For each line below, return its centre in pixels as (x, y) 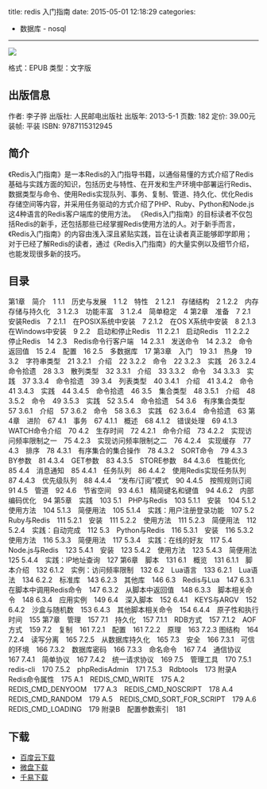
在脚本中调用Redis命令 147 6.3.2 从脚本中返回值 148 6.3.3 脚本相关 (127, 590)
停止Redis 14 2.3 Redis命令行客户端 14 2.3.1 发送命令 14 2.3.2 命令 (130, 341)
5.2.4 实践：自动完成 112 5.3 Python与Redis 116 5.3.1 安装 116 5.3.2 (131, 531)
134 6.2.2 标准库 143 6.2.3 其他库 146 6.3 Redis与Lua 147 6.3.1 (138, 580)
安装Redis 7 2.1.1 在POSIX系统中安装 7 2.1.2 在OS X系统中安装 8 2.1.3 (132, 321)
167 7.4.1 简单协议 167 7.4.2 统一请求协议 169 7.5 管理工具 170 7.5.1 (130, 659)
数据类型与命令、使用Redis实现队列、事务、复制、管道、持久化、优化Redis (131, 194)
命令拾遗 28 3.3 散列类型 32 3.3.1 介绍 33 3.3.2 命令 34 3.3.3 (124, 371)
